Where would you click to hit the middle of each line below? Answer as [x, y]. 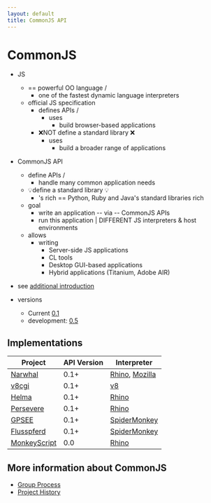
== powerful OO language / [67, 88]
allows [37, 235]
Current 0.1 [43, 314]
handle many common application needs [97, 182]
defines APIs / [58, 110]
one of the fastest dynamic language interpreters [109, 95]
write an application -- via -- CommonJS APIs [104, 213]
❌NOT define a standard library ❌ [86, 133]
